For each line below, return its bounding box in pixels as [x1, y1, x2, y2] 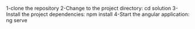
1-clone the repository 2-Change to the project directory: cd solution [6, 5, 172, 11]
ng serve [6, 17, 28, 23]
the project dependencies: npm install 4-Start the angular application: [21, 11, 190, 18]
